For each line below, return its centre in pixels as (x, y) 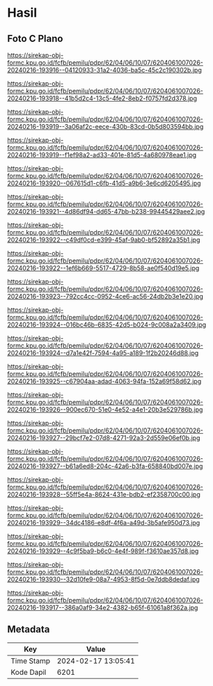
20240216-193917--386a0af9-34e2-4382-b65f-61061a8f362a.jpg (103, 608)
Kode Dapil (29, 672)
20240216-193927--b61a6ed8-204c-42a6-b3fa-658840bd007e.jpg (105, 466)
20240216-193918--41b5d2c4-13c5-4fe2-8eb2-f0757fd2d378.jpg (102, 98)
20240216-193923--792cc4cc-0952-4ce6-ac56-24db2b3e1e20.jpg (105, 296)
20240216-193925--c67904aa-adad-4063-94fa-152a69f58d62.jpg (104, 381)
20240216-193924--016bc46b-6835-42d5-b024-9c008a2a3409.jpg (107, 325)
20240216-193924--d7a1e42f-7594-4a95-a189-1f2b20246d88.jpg (103, 353)
